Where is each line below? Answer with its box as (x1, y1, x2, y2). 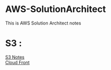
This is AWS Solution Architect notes (5, 20, 82, 26)
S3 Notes (5, 54, 25, 60)
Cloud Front (5, 59, 30, 65)
